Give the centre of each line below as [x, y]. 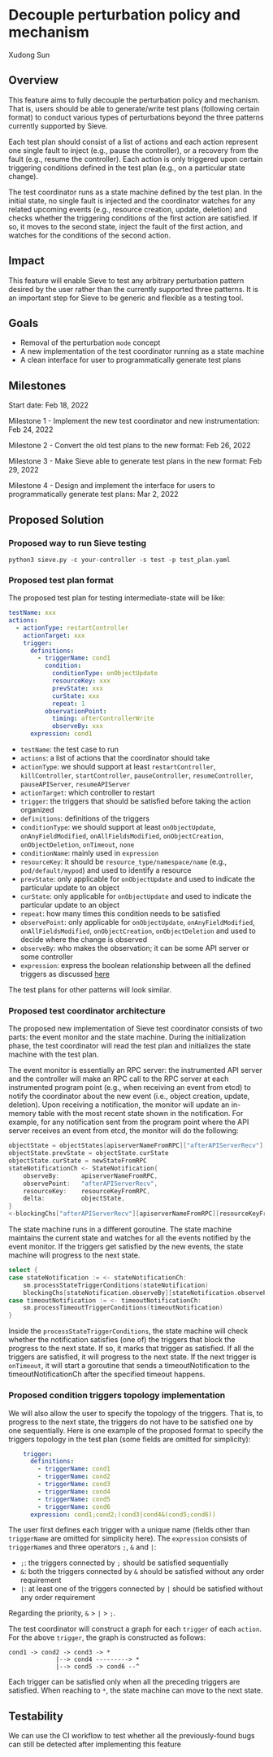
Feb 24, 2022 [31, 429]
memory [22, 1114]
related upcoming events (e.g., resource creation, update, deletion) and [128, 209]
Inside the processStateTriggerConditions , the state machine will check [128, 1331]
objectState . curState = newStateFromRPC [78, 1161]
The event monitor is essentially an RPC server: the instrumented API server [135, 1070]
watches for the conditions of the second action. [90, 235]
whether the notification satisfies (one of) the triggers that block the [122, 1340]
